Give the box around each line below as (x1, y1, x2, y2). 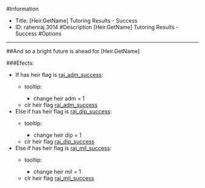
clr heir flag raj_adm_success (24, 101, 98, 109)
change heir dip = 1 (33, 131, 82, 139)
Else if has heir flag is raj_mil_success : (15, 145, 112, 151)
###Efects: (6, 59, 34, 67)
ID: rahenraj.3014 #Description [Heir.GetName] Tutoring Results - (15, 24, 179, 31)
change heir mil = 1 (33, 168, 81, 175)
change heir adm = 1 (33, 95, 85, 102)
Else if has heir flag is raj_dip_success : (15, 108, 112, 115)
